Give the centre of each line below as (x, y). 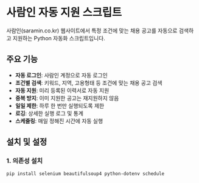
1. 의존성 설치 (25, 161)
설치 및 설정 (27, 142)
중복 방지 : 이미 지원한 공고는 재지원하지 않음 (67, 98)
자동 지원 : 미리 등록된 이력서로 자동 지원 (62, 90)
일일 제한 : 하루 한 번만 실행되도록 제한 (60, 106)
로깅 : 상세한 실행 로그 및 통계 (49, 113)
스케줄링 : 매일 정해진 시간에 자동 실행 (59, 121)
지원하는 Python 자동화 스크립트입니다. (59, 38)
